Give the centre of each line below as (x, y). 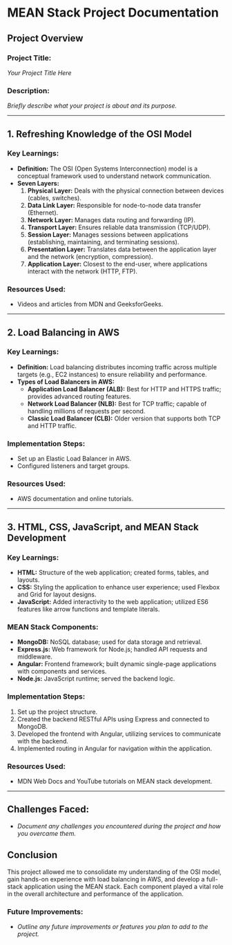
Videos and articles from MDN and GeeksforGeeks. (90, 304)
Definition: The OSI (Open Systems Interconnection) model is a (107, 168)
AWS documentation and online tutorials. (75, 499)
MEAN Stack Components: (53, 627)
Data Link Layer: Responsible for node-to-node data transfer (114, 205)
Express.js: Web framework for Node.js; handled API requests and (112, 650)
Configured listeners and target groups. (73, 466)
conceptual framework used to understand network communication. (114, 176)
